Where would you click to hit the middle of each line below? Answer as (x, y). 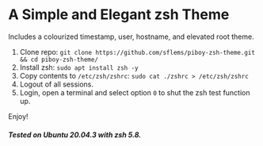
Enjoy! (19, 116)
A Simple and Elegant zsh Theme (119, 15)
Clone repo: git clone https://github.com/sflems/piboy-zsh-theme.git (137, 52)
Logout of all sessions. (56, 84)
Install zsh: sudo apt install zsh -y (79, 67)
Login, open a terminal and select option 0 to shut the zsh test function (135, 92)
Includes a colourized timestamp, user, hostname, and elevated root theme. (131, 36)
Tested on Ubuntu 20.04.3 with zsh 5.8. (75, 134)
